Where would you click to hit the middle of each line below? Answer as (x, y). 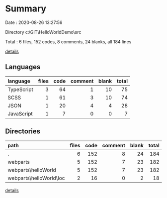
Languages (23, 67)
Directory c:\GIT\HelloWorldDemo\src (43, 32)
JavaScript (20, 113)
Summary (26, 9)
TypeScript (20, 89)
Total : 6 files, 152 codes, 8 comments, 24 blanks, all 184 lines (68, 42)
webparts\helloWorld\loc (36, 178)
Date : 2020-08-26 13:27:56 (34, 22)
